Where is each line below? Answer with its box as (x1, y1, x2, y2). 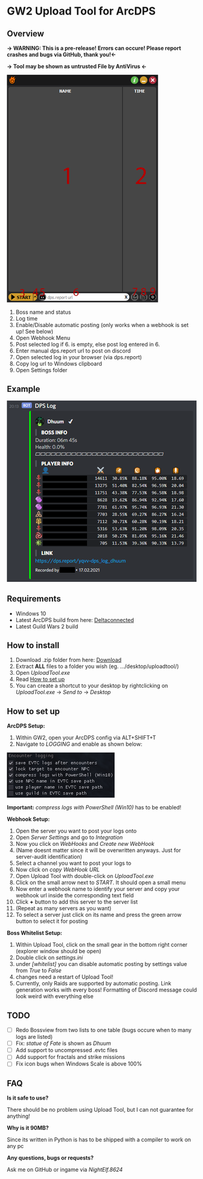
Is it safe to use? (7, 1094, 49, 1102)
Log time (15, 315, 38, 322)
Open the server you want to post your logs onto (15, 827, 137, 835)
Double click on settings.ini (15, 954, 83, 961)
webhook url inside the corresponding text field (15, 892, 134, 899)
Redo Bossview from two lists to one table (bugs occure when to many (15, 1027, 192, 1034)
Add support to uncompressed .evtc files (15, 1047, 118, 1054)
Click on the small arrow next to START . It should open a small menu (15, 879, 186, 887)
